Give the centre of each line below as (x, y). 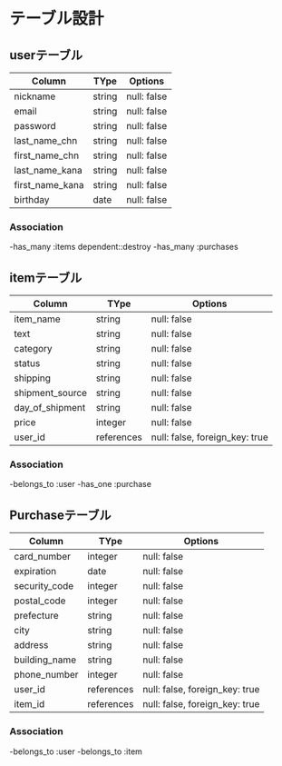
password (35, 126)
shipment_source (51, 393)
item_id (29, 704)
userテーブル (46, 55)
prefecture (36, 616)
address (31, 645)
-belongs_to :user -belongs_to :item (76, 751)
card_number (42, 557)
